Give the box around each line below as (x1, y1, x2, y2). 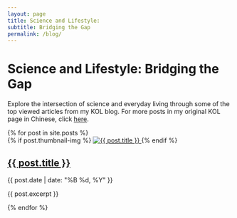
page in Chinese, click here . (7, 115, 89, 123)
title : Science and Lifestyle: (7, 17, 100, 24)
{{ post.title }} (7, 157, 71, 169)
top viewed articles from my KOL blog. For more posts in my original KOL (7, 108, 221, 116)
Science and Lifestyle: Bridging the (7, 61, 219, 77)
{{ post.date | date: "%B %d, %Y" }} (7, 176, 113, 184)
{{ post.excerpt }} (7, 190, 59, 198)
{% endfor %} (7, 204, 48, 212)
